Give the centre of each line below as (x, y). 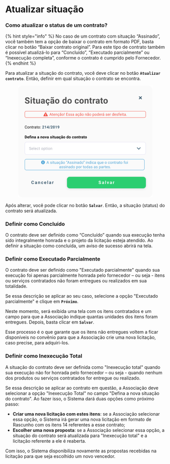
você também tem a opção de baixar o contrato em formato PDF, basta (79, 42)
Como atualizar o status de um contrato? (56, 25)
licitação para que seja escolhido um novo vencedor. (60, 456)
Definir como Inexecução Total (44, 356)
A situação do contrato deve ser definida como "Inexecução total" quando (83, 367)
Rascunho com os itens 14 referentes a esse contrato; (69, 425)
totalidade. (16, 286)
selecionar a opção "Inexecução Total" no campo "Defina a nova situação (82, 393)
